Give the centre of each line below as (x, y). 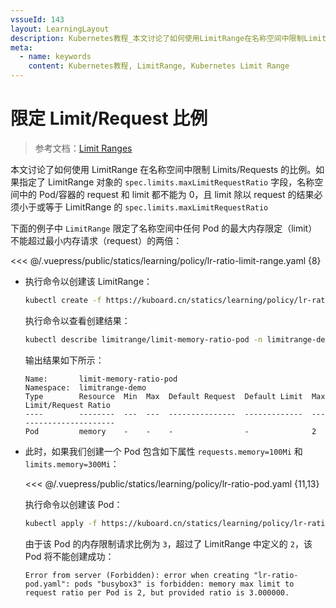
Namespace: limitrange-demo (85, 387)
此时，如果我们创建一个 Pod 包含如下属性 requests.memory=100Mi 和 (163, 451)
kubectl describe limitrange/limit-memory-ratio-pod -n (143, 339)
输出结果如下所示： (64, 360)
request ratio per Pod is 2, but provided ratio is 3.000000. (157, 592)
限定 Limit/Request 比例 (109, 118)
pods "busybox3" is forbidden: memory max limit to (184, 584)
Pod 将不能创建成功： (69, 556)
